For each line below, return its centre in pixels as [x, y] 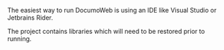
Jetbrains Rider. [30, 18]
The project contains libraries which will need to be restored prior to [106, 31]
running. [19, 39]
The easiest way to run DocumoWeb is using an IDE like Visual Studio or [112, 10]
